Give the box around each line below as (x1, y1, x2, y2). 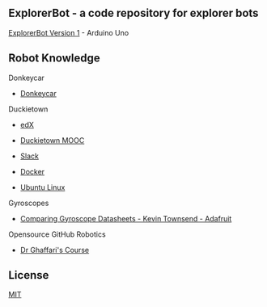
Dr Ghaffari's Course (19, 245, 90, 254)
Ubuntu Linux (19, 182, 66, 192)
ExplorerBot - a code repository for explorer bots (8, 6, 259, 20)
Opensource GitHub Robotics (8, 229, 107, 239)
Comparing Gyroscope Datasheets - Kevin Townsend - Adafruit (19, 213, 232, 223)
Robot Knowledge (8, 52, 101, 65)
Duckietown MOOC (19, 135, 85, 145)
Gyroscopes (8, 198, 49, 208)
